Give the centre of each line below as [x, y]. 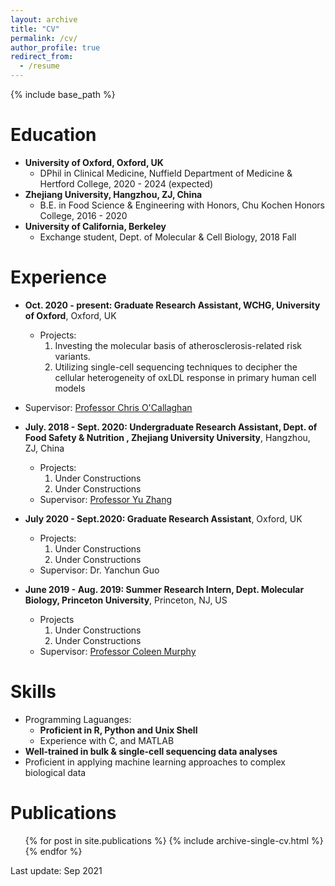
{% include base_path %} [63, 94]
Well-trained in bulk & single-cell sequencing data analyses [151, 751]
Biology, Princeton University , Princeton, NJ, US [126, 600]
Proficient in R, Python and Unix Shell [118, 730]
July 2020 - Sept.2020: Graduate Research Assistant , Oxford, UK [163, 518]
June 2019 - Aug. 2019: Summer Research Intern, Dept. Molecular [164, 589]
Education [53, 135]
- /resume [39, 66]
